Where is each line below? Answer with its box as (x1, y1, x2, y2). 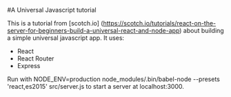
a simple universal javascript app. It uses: (7, 34, 125, 42)
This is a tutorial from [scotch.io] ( (7, 19, 103, 27)
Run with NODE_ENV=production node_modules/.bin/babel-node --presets (7, 75, 221, 83)
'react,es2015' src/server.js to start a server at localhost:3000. (7, 83, 185, 90)
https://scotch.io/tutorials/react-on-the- (103, 19, 217, 27)
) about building (179, 27, 224, 34)
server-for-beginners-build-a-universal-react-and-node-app (7, 27, 180, 34)
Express (17, 62, 41, 69)
